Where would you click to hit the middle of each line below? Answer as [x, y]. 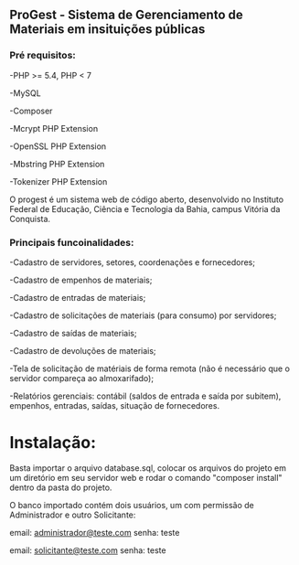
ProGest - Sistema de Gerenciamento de [127, 15]
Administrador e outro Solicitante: [73, 515]
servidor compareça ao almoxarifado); [81, 378]
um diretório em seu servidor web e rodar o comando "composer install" [146, 477]
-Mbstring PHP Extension [57, 164]
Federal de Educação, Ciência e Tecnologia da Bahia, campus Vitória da [145, 208]
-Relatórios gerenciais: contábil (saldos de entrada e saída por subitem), [145, 396]
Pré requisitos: [43, 56]
